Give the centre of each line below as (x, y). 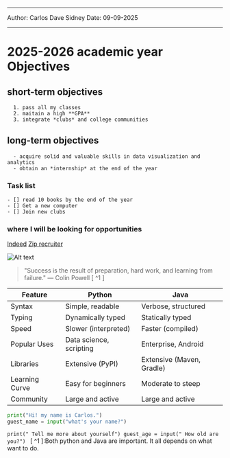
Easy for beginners (95, 384)
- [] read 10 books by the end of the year (70, 200)
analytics (21, 162)
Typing (22, 318)
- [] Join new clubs (37, 212)
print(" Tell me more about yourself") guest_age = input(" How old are (113, 434)
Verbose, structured (173, 306)
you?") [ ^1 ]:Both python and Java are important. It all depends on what (110, 441)
